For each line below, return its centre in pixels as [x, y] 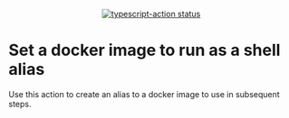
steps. [20, 104]
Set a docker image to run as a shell [144, 50]
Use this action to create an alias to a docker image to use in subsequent [144, 94]
